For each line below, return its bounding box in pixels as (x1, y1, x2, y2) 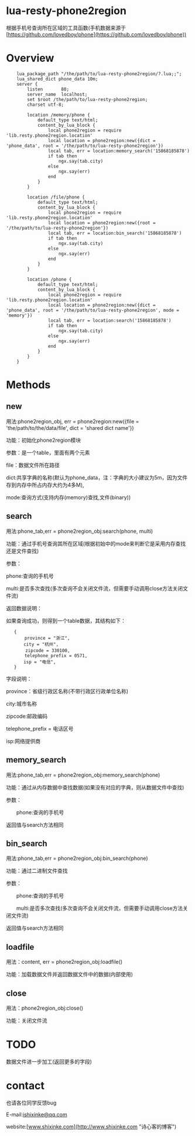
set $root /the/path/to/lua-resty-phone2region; (27, 96, 148, 102)
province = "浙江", (24, 635, 70, 641)
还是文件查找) (6, 547, 39, 554)
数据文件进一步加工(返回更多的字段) (6, 1058, 93, 1065)
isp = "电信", (23, 659, 56, 665)
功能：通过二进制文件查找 (6, 868, 68, 875)
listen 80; (27, 86, 69, 92)
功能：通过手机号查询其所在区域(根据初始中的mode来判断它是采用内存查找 (6, 540, 186, 547)
